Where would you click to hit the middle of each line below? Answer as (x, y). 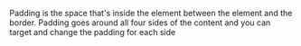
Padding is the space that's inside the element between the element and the (151, 13)
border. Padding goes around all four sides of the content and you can (140, 23)
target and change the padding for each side (93, 32)
